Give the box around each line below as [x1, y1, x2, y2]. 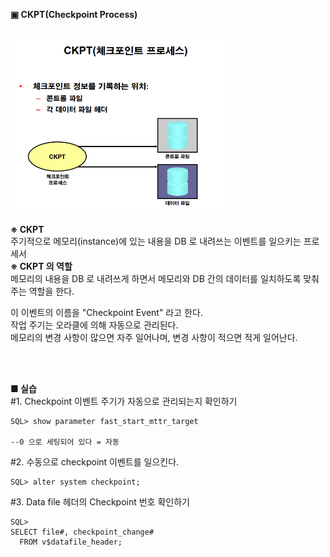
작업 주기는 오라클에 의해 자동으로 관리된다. [10, 319, 179, 331]
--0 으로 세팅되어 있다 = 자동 [10, 437, 120, 448]
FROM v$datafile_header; [19, 537, 123, 548]
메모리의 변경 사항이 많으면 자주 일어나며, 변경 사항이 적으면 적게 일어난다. [10, 332, 298, 344]
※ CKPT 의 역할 [10, 260, 73, 273]
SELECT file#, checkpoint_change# [10, 527, 155, 538]
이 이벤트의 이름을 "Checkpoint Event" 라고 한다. [10, 307, 203, 319]
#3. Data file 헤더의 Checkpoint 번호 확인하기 [10, 496, 190, 508]
